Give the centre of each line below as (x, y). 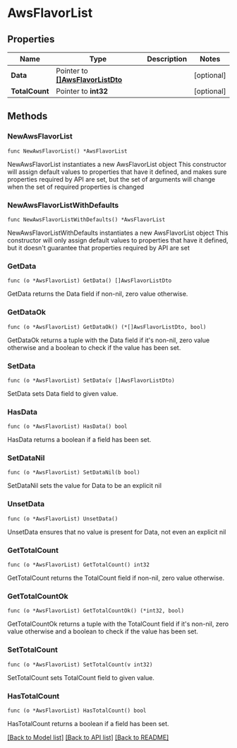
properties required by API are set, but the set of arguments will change (111, 179)
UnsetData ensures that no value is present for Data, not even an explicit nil (117, 532)
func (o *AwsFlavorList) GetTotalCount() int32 (79, 565)
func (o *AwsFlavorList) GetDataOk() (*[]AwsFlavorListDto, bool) (107, 327)
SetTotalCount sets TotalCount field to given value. (81, 677)
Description (167, 59)
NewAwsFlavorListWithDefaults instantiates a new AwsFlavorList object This (118, 233)
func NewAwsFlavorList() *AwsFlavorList (68, 151)
